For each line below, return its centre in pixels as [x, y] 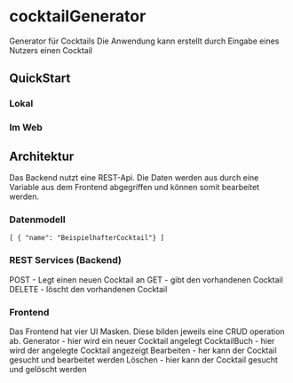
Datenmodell [37, 219]
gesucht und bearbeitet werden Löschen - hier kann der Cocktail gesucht [143, 359]
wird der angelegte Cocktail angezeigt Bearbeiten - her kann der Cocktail [143, 350]
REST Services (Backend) [66, 260]
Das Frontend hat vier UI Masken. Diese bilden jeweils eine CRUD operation [147, 331]
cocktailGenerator [78, 16]
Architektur [42, 156]
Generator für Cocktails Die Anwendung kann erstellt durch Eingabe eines [144, 41]
